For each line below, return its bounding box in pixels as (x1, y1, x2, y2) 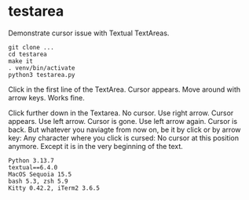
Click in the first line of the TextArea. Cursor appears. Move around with (8, 85, 241, 94)
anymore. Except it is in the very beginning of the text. (8, 141, 183, 151)
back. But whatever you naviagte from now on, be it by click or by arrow (8, 125, 241, 134)
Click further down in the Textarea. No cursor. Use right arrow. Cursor (8, 108, 234, 118)
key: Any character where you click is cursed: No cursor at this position (8, 133, 240, 143)
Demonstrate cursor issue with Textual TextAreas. (8, 28, 170, 38)
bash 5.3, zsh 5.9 (8, 177, 68, 185)
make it (8, 57, 34, 65)
